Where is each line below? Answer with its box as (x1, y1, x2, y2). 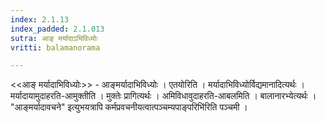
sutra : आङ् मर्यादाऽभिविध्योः (10, 33, 98, 43)
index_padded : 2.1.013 (10, 24, 105, 34)
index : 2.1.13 (10, 14, 70, 25)
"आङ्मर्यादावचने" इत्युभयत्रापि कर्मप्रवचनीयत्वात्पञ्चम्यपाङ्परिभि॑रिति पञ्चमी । (10, 101, 248, 113)
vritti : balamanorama (10, 42, 101, 53)
